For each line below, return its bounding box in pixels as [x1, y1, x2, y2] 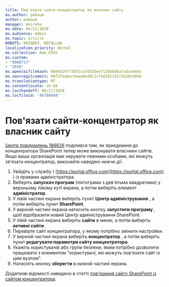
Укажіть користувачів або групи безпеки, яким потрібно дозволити [12, 244, 159, 250]
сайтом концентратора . [5, 276, 57, 282]
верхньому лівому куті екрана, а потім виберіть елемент [12, 185, 137, 191]
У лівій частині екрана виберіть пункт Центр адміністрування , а [12, 196, 155, 202]
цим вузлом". [12, 255, 42, 262]
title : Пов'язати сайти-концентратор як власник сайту [5, 7, 124, 13]
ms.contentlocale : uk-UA [5, 83, 58, 88]
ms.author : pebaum [5, 12, 44, 17]
